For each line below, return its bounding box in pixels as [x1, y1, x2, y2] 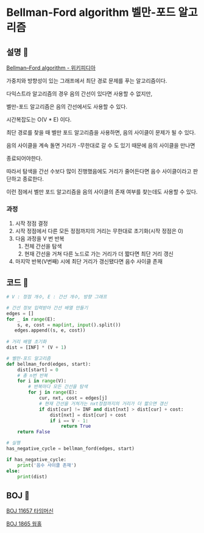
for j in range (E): [28, 389, 78, 395]
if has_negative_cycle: [6, 456, 67, 462]
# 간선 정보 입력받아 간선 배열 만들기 [6, 305, 88, 311]
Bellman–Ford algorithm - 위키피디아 [6, 64, 96, 71]
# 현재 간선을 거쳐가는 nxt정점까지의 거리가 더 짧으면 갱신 [38, 400, 168, 406]
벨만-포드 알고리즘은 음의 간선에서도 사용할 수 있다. [6, 103, 128, 110]
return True [60, 423, 91, 430]
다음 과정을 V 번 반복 [15, 235, 65, 242]
